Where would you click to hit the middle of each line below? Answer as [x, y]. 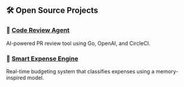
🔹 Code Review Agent [38, 30]
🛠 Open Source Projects [52, 10]
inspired [16, 78]
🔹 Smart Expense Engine [42, 59]
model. [36, 78]
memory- [167, 71]
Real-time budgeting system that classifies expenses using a [80, 71]
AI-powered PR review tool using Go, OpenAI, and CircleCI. [78, 43]
